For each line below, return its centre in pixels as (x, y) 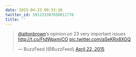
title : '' (16, 19)
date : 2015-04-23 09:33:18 (34, 10)
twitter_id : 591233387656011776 (39, 15)
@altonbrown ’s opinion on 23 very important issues (72, 34)
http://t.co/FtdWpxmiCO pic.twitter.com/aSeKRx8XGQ (74, 39)
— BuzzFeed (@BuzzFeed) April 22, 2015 (61, 49)
